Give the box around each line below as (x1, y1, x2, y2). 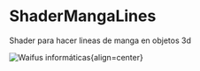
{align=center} (89, 52, 143, 62)
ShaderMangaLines (9, 6, 157, 26)
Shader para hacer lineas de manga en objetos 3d (9, 35, 192, 46)
